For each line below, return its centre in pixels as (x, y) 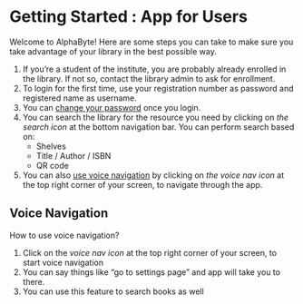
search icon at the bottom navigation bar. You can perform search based (158, 127)
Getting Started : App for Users (128, 17)
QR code (53, 165)
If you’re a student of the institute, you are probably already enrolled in (154, 69)
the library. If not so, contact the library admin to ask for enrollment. (149, 78)
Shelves (51, 146)
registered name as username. (80, 98)
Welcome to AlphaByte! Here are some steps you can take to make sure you (151, 42)
